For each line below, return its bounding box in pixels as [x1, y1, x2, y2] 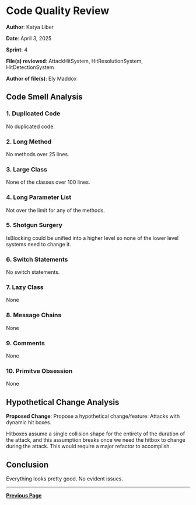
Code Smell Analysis [6, 92, 83, 102]
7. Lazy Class [6, 283, 44, 291]
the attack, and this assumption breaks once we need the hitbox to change [6, 437, 185, 444]
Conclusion [6, 459, 49, 469]
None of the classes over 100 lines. [6, 178, 90, 185]
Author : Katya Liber [6, 23, 54, 30]
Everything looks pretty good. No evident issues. [6, 475, 124, 482]
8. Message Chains [6, 311, 62, 320]
